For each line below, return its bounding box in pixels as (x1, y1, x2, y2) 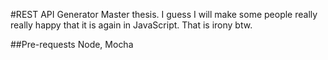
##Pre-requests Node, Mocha (10, 39, 134, 50)
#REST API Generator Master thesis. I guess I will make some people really (10, 9, 318, 20)
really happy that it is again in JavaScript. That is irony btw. (10, 19, 253, 31)
